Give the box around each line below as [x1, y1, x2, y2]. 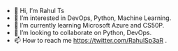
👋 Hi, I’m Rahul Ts [13, 7, 65, 14]
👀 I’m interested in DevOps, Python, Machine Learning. [13, 14, 172, 22]
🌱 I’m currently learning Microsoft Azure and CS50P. [13, 21, 165, 29]
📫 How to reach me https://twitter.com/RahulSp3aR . [13, 37, 168, 44]
